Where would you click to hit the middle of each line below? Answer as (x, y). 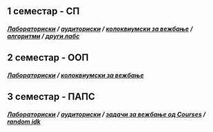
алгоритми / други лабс (43, 36)
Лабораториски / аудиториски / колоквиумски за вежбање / (100, 29)
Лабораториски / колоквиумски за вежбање (76, 75)
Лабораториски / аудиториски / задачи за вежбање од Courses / (106, 114)
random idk (24, 121)
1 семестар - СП (43, 11)
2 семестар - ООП (48, 58)
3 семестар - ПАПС (51, 97)
